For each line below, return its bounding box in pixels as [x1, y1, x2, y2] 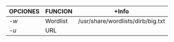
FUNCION [45, 7, 73, 15]
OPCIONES [9, 7, 40, 15]
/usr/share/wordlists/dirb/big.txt [77, 17, 165, 25]
